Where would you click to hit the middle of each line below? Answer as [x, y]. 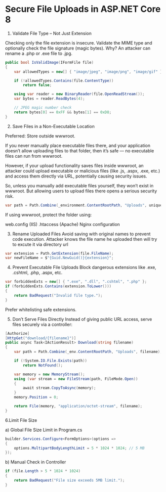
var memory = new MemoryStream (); [49, 374]
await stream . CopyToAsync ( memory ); [60, 388]
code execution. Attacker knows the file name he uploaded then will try [84, 239]
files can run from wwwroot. [34, 156]
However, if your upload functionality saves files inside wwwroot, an [75, 165]
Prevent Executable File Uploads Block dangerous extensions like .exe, [84, 268]
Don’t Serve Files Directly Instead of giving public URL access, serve [82, 319]
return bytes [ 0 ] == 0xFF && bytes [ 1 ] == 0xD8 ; [63, 112]
